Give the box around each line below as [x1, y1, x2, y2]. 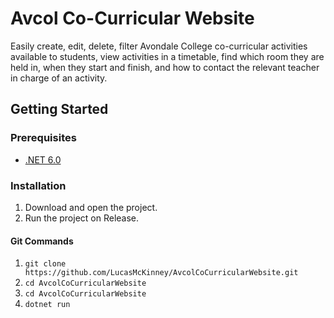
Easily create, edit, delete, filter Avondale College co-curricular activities [10, 40, 308, 52]
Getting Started [10, 101, 109, 118]
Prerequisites [10, 131, 77, 145]
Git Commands [10, 235, 74, 247]
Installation [10, 178, 67, 192]
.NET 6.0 [24, 153, 62, 166]
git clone [24, 259, 67, 269]
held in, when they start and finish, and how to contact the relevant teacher [10, 61, 320, 73]
